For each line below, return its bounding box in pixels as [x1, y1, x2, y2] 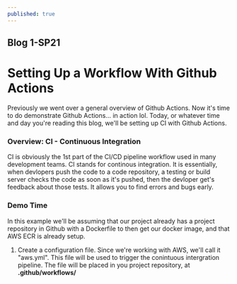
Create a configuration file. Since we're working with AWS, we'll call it [17, 246, 221, 254]
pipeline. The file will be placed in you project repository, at [17, 261, 190, 269]
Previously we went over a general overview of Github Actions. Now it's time [7, 104, 230, 112]
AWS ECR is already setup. [7, 231, 86, 240]
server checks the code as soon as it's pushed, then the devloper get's [7, 175, 215, 184]
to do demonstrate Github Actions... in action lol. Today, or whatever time [7, 111, 221, 119]
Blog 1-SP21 [7, 37, 61, 49]
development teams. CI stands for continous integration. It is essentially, [7, 160, 218, 169]
